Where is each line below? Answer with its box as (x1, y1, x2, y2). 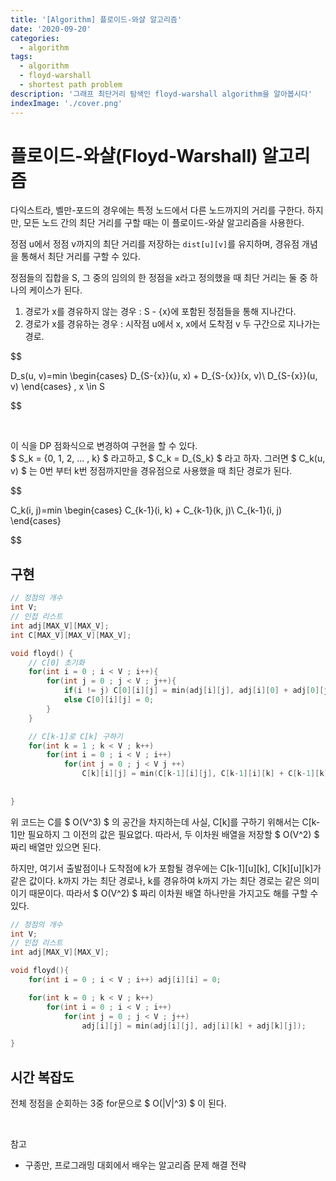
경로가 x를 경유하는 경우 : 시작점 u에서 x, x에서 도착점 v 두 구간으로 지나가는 (24, 318, 321, 330)
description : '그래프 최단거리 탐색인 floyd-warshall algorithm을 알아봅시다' (10, 89, 313, 99)
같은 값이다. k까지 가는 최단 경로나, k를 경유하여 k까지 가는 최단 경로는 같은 (10, 874, 302, 886)
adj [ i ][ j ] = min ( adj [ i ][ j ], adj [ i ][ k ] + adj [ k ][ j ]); (81, 1021, 307, 1031)
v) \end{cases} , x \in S (10, 381, 105, 393)
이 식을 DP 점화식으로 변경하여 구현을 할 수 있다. (10, 440, 198, 452)
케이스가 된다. (28, 284, 83, 296)
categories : (10, 33, 60, 43)
